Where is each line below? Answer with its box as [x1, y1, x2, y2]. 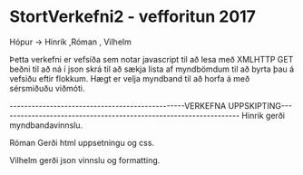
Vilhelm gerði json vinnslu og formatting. [9, 154, 161, 165]
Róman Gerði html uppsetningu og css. [9, 137, 155, 148]
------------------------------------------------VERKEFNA [9, 100, 227, 111]
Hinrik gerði [241, 110, 286, 121]
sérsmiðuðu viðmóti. [9, 83, 85, 93]
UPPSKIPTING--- [228, 100, 293, 111]
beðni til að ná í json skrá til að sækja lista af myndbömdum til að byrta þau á [9, 63, 295, 74]
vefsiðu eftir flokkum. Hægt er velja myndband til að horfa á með [9, 73, 250, 83]
